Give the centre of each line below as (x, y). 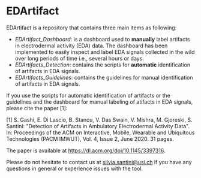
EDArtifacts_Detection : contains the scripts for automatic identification (103, 65)
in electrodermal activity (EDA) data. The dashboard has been (91, 46)
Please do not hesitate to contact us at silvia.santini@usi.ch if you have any (99, 162)
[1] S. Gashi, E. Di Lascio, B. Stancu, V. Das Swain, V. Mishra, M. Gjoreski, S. (100, 120)
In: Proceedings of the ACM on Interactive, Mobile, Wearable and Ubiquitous (100, 132)
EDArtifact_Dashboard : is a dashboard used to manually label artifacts (102, 39)
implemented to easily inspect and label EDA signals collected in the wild (105, 52)
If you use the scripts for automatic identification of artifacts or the (88, 95)
